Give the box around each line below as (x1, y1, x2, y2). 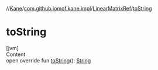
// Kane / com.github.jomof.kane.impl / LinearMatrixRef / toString (6, 5, 152, 12)
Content (6, 51, 26, 58)
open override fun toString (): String (6, 57, 91, 64)
